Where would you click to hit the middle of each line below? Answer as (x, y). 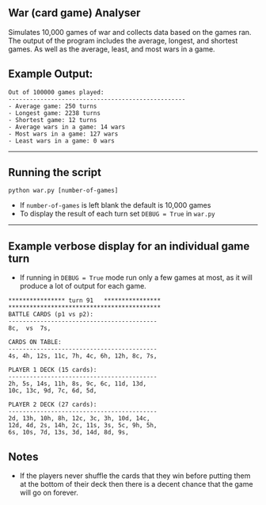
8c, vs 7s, (30, 328)
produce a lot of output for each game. (83, 286)
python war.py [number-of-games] (63, 191)
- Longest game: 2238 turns (55, 113)
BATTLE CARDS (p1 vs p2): (51, 315)
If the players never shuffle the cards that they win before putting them (135, 476)
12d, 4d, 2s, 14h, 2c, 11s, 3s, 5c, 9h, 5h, (83, 426)
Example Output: (51, 74)
